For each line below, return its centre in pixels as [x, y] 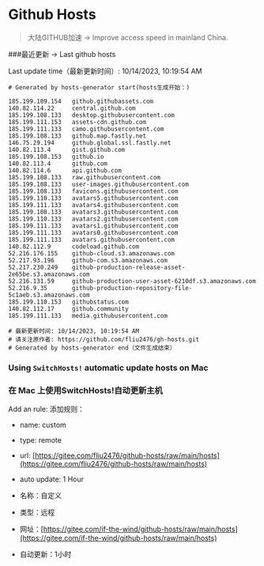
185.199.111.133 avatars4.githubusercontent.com [93, 205]
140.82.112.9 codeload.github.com [74, 247]
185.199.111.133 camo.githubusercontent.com [86, 129]
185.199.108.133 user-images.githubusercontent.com [99, 184]
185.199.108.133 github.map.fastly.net [77, 136]
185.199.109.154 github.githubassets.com [81, 101]
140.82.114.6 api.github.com [65, 170]
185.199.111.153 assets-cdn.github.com [77, 122]
